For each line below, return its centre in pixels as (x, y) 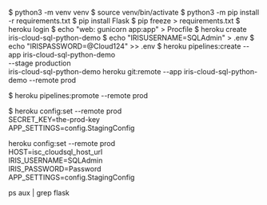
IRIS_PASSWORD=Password (55, 169)
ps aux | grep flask (39, 193)
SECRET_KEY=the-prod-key (54, 119)
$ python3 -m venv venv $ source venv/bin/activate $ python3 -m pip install (134, 12)
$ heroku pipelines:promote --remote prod (78, 95)
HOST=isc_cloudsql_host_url (56, 152)
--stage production (40, 63)
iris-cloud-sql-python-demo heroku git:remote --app (95, 71)
